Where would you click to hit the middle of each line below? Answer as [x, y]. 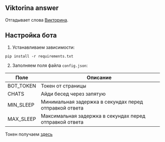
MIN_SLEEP [21, 105]
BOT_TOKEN [22, 85]
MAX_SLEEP [22, 119]
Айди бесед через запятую [73, 94]
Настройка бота [31, 36]
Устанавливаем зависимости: [43, 47]
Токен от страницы [64, 85]
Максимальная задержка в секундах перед [93, 116]
